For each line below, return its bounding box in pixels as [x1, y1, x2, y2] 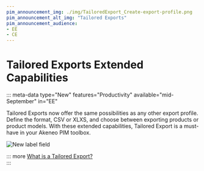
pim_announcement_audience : [6, 20, 78, 26]
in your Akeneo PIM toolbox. [20, 129, 91, 136]
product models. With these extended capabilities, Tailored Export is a [6, 123, 183, 130]
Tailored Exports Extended [6, 58, 144, 72]
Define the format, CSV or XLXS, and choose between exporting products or [6, 116, 199, 123]
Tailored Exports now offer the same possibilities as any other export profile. [6, 109, 199, 117]
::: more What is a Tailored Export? [6, 153, 93, 160]
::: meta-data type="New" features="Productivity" [6, 91, 133, 98]
